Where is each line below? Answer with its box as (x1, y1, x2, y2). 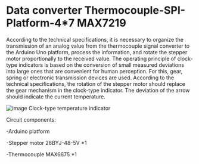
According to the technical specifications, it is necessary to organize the (6, 36, 184, 43)
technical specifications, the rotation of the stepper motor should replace (6, 80, 186, 87)
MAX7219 (77, 16, 126, 30)
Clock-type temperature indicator (29, 104, 111, 112)
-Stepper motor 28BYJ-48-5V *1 (6, 139, 87, 146)
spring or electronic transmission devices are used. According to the (6, 74, 175, 81)
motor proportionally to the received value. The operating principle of (6, 55, 176, 62)
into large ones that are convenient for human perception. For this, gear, (6, 67, 183, 75)
